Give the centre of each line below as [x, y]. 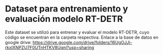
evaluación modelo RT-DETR [64, 19]
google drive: [18, 42]
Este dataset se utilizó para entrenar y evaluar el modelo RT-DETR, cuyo [77, 32]
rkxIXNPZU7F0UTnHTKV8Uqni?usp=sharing [50, 47]
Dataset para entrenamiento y [66, 9]
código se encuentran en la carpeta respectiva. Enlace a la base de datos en [82, 37]
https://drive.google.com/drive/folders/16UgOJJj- [82, 42]
